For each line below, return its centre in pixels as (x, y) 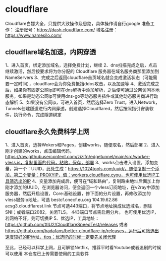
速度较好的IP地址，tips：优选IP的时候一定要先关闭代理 (61, 237)
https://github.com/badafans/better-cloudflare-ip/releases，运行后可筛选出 (82, 230)
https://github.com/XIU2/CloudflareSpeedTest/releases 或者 (66, 224)
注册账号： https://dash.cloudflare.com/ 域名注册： (66, 30)
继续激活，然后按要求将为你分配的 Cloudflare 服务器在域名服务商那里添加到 (82, 71)
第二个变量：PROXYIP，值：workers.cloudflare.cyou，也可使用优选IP (84, 175)
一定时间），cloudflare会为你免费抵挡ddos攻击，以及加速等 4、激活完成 (82, 83)
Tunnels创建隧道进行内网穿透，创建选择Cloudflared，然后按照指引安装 (77, 108)
